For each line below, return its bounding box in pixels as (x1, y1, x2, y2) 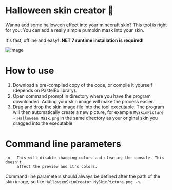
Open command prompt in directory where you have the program (12, 92, 151, 99)
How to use (5, 65, 54, 77)
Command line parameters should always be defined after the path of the (5, 173, 161, 179)
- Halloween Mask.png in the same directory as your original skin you (12, 115, 158, 121)
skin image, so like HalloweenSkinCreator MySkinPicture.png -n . (5, 178, 141, 184)
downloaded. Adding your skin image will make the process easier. (12, 98, 155, 104)
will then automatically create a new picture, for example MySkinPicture (12, 109, 164, 115)
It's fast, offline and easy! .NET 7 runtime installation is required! (5, 37, 144, 43)
